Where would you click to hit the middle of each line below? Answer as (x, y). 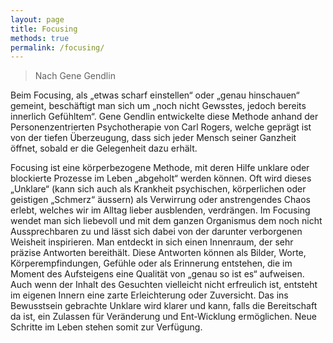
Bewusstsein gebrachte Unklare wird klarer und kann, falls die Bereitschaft (164, 306)
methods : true (40, 38)
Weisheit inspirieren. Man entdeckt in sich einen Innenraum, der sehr (152, 242)
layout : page (37, 19)
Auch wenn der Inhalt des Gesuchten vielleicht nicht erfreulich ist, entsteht (164, 285)
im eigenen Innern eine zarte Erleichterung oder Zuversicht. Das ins (149, 295)
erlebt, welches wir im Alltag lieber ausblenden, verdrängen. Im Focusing (160, 210)
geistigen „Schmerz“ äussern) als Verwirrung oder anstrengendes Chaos (160, 200)
